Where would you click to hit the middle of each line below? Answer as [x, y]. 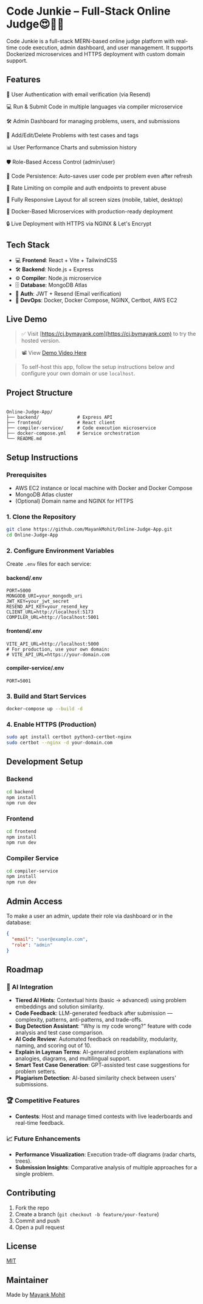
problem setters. [36, 1072]
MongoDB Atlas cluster [44, 494]
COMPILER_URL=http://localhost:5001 [53, 618]
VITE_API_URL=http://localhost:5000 [53, 644]
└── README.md [24, 439]
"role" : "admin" [32, 945]
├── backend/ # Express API [60, 418]
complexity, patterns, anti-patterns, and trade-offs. [79, 1020]
